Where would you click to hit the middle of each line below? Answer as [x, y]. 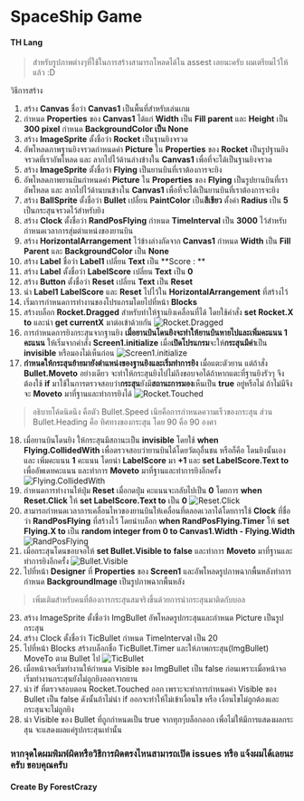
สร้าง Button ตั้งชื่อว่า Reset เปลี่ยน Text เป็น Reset [108, 281]
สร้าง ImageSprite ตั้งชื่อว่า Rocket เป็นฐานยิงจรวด [105, 139]
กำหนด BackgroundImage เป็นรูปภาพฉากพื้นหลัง [104, 582]
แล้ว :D [44, 72]
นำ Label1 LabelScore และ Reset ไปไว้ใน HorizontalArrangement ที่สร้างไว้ [156, 292]
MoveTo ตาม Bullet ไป [62, 659]
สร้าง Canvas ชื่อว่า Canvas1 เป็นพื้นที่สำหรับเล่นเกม [106, 109]
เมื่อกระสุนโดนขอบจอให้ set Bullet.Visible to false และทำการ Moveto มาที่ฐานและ [158, 551]
